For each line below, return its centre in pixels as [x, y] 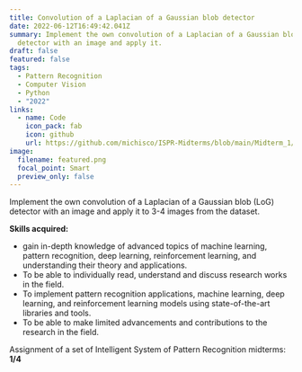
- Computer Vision [52, 84]
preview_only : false [56, 176]
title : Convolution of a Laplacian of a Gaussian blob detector [132, 18]
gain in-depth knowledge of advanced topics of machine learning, [145, 246]
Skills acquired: [39, 229]
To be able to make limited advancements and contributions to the [145, 323]
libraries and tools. [57, 313]
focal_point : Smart [54, 168]
